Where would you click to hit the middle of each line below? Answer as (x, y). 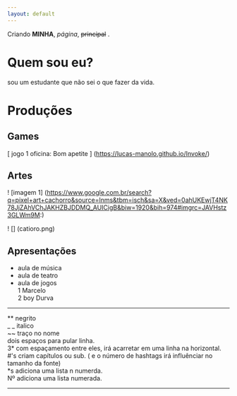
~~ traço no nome (34, 333)
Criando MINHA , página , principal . (59, 34)
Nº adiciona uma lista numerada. (55, 378)
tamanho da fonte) (34, 364)
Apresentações (42, 251)
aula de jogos (37, 283)
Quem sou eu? (50, 62)
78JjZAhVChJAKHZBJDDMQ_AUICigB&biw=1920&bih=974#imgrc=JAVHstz (117, 208)
